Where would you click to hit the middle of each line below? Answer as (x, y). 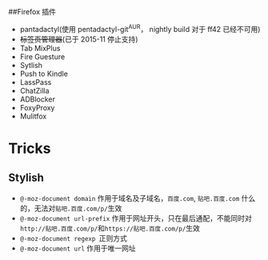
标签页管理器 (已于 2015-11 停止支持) (79, 39)
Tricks (30, 148)
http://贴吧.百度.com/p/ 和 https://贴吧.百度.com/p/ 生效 (110, 228)
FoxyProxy (37, 107)
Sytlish (31, 65)
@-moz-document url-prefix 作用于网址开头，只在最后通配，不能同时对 (136, 218)
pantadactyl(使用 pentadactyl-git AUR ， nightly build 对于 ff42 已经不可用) (140, 28)
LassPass (36, 82)
